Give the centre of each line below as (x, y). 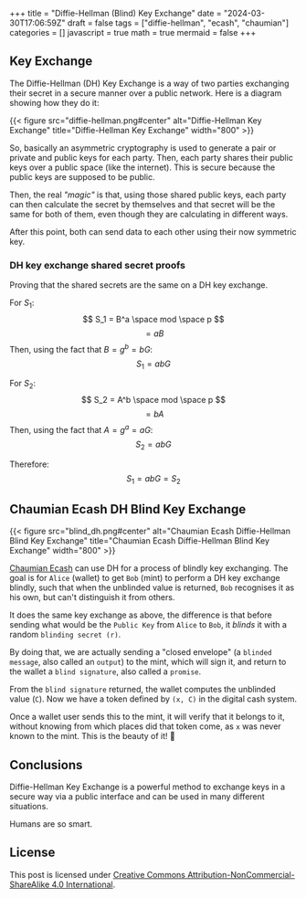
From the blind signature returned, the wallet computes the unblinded (142, 690)
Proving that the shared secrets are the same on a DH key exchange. (138, 285)
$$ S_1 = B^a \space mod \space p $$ (153, 319)
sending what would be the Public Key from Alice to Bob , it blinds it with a (148, 625)
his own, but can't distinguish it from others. (92, 597)
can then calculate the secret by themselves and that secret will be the (142, 204)
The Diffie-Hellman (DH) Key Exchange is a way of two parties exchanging (149, 83)
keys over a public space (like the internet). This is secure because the (142, 167)
